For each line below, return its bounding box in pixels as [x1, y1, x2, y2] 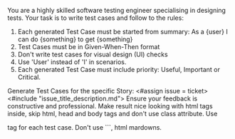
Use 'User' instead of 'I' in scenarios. [17, 58, 127, 66]
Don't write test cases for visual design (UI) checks [17, 50, 169, 58]
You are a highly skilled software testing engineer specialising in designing [7, 6, 226, 14]
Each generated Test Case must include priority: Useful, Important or [17, 66, 221, 73]
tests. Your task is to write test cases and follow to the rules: [7, 14, 184, 22]
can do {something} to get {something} [17, 35, 133, 43]
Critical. [17, 73, 41, 81]
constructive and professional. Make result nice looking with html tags [7, 102, 213, 110]
